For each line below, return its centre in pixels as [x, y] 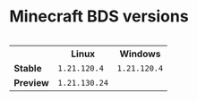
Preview [31, 82]
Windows [140, 54]
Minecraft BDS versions [99, 17]
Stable [28, 68]
